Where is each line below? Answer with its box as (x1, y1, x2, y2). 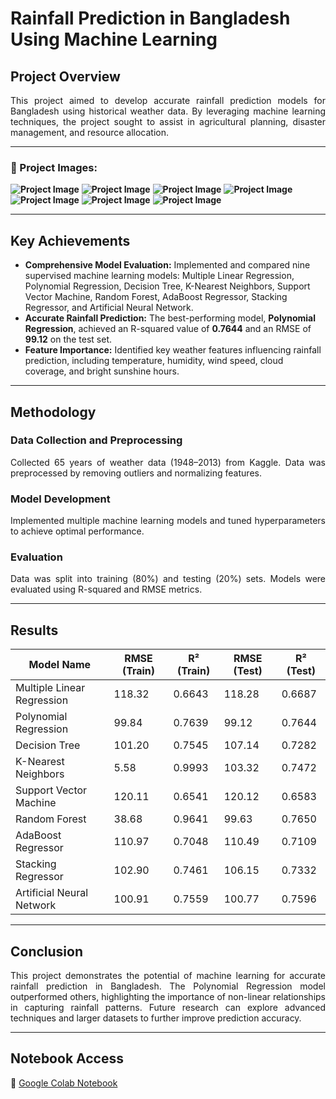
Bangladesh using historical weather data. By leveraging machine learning (10, 105, 326, 117)
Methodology (10, 403, 97, 421)
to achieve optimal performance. (10, 525, 145, 537)
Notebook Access (10, 1050, 124, 1067)
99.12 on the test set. (24, 333, 113, 346)
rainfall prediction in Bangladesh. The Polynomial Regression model (10, 980, 326, 992)
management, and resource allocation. (10, 127, 169, 138)
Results (10, 622, 59, 639)
